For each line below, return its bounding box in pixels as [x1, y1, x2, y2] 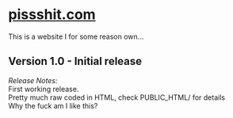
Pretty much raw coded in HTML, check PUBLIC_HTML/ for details [8, 93, 226, 102]
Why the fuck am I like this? [8, 101, 98, 110]
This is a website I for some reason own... [8, 32, 144, 41]
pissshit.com [8, 6, 97, 24]
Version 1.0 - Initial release [8, 55, 143, 68]
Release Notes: [8, 75, 58, 85]
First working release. [8, 84, 79, 93]
